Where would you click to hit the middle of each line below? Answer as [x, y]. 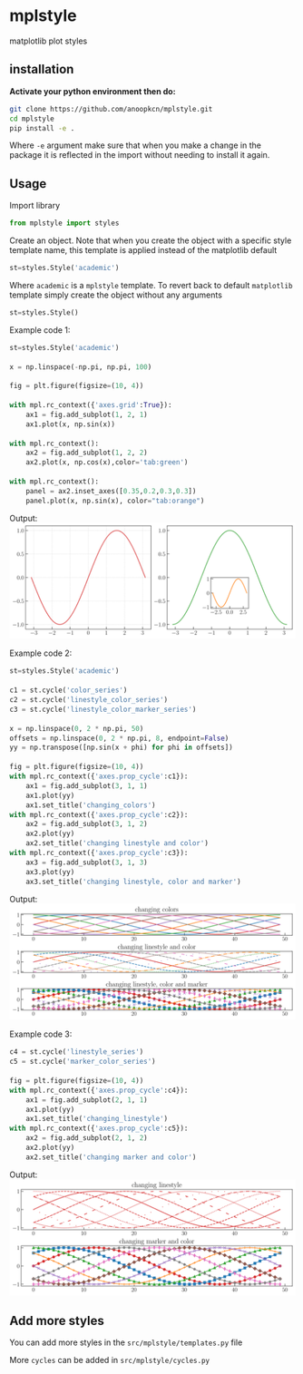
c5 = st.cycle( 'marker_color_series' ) [83, 1062]
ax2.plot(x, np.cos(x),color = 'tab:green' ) [107, 463]
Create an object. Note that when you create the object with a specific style [151, 240]
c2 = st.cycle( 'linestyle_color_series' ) [89, 700]
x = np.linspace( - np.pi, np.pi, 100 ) [81, 367]
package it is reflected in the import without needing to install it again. [140, 155]
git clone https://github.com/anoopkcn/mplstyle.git [111, 109]
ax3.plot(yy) [50, 872]
